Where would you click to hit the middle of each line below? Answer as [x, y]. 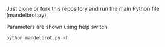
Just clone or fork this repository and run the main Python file [83, 9]
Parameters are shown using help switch [57, 27]
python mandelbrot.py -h [37, 38]
